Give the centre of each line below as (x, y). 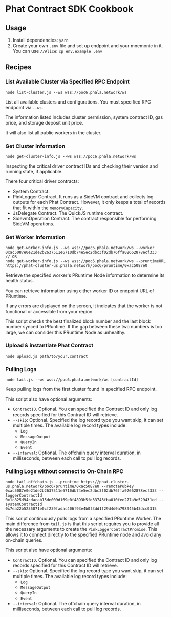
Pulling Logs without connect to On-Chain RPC (65, 471)
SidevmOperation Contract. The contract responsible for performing (84, 218)
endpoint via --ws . (24, 107)
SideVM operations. (34, 224)
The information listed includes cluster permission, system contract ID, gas (84, 117)
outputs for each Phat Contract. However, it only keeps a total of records (89, 202)
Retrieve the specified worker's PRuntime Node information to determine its (85, 275)
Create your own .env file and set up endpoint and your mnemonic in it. (88, 46)
